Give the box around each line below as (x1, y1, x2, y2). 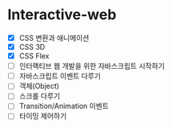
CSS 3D (18, 42, 46, 51)
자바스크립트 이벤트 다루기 (18, 71, 102, 81)
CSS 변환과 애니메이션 (18, 33, 90, 42)
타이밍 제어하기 (18, 111, 67, 121)
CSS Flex (18, 51, 50, 61)
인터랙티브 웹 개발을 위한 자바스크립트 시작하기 (18, 62, 165, 71)
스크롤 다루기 (18, 91, 61, 101)
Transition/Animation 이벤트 (18, 102, 110, 111)
